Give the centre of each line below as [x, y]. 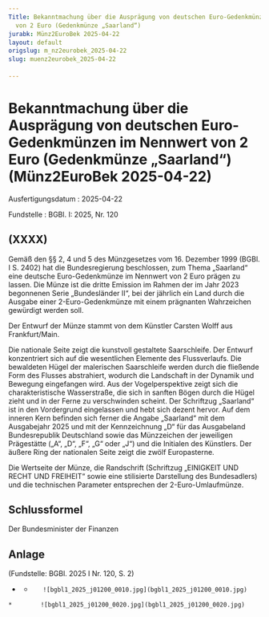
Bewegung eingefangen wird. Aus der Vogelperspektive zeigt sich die [123, 384]
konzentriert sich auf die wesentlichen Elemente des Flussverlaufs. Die [125, 358]
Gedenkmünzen [62, 142]
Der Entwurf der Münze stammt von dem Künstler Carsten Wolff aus [121, 326]
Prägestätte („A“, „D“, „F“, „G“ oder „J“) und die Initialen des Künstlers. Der [130, 443]
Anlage [27, 554]
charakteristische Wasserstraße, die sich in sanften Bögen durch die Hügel [131, 392]
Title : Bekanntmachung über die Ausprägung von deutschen [107, 17]
